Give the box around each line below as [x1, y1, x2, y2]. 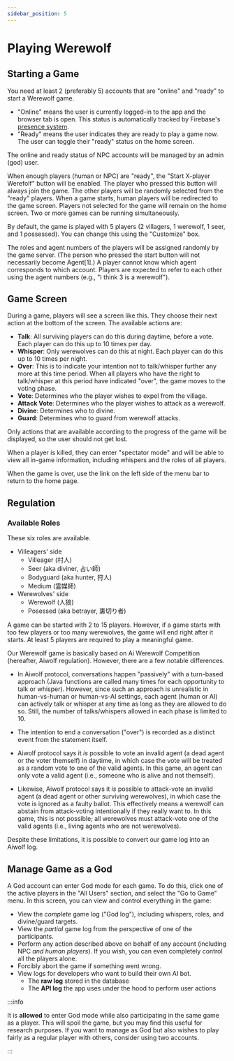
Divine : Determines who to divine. [17, 406, 116, 415]
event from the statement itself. [17, 736, 108, 744]
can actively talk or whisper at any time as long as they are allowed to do [17, 699, 227, 708]
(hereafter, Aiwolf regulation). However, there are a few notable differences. [7, 657, 225, 665]
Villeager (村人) [27, 556, 72, 564]
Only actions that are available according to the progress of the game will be [7, 427, 227, 436]
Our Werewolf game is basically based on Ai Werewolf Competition [7, 649, 200, 658]
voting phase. [17, 385, 57, 393]
